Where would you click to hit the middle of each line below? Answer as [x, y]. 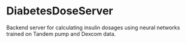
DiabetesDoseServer [60, 11]
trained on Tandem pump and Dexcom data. [61, 33]
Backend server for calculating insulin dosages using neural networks [93, 27]
